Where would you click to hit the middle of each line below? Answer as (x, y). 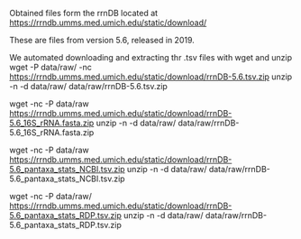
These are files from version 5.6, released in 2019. (102, 40)
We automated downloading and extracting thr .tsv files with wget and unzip (151, 57)
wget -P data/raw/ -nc (51, 67)
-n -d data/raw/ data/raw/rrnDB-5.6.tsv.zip (89, 86)
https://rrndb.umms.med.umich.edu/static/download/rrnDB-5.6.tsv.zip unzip (151, 77)
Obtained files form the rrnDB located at (84, 13)
